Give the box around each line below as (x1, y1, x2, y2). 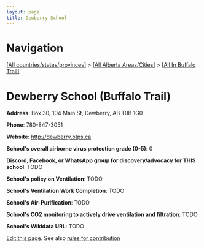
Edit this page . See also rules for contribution (6, 235, 121, 242)
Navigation (6, 41, 63, 55)
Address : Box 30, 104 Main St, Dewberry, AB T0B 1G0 (6, 110, 143, 117)
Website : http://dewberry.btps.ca (6, 133, 92, 141)
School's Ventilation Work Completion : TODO (6, 187, 125, 195)
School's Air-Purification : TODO (6, 199, 90, 206)
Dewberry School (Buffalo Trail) (6, 89, 171, 103)
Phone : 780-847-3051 (6, 121, 63, 129)
